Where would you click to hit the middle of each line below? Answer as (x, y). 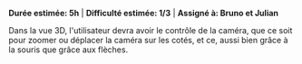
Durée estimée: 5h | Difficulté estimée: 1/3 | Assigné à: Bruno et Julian (143, 13)
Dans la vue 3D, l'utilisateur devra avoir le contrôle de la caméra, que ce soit (151, 30)
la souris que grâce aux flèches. (68, 50)
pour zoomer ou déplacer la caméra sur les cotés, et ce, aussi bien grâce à (148, 40)
